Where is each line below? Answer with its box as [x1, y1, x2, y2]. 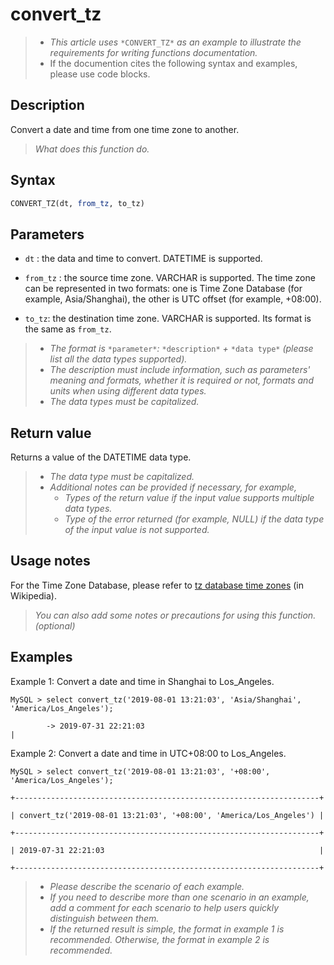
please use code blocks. [49, 68, 151, 80]
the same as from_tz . [24, 323, 112, 335]
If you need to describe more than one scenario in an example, [49, 891, 310, 903]
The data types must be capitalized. [49, 396, 200, 408]
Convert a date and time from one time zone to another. [10, 123, 240, 135]
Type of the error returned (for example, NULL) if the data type [64, 513, 325, 525]
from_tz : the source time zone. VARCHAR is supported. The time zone [24, 272, 316, 284]
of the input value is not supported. [64, 524, 210, 536]
